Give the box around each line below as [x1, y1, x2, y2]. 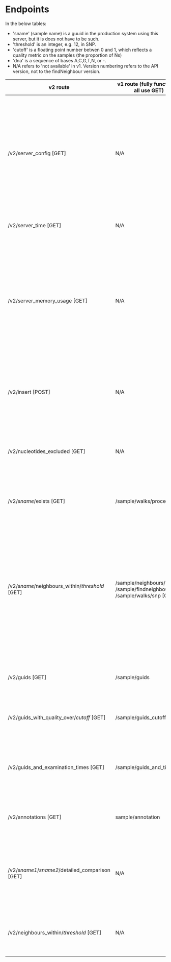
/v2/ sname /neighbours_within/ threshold [8, 582, 104, 589]
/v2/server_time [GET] [8, 222, 62, 229]
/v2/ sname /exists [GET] [8, 497, 65, 504]
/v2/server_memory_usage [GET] [8, 297, 88, 304]
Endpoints [5, 4, 49, 15]
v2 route [48, 83, 70, 90]
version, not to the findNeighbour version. [12, 68, 101, 75]
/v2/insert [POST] [8, 388, 51, 395]
